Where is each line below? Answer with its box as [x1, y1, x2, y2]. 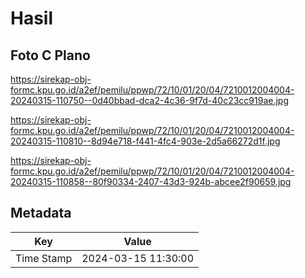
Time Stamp [15, 251, 73, 265]
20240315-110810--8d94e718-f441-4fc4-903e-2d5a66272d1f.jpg [10, 135, 281, 147]
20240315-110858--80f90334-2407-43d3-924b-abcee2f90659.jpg [10, 176, 292, 187]
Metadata [10, 205, 72, 222]
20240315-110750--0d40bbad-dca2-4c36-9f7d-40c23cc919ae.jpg [10, 95, 289, 106]
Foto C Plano [10, 47, 91, 64]
